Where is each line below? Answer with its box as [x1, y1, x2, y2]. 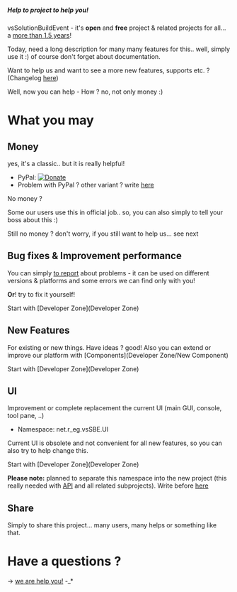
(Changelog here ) [7, 73, 59, 82]
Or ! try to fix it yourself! [7, 290, 76, 298]
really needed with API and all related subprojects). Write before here [7, 481, 209, 490]
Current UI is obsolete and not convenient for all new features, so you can [7, 439, 223, 447]
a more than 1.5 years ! [7, 31, 72, 39]
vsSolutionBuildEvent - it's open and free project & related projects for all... [7, 23, 226, 32]
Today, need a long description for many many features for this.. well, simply [7, 45, 231, 53]
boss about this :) [7, 215, 59, 224]
